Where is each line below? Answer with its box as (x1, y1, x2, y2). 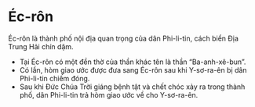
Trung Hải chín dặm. (8, 41, 74, 51)
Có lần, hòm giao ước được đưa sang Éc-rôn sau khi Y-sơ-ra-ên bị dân (19, 65, 247, 74)
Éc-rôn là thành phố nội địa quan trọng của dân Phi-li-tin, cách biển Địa (8, 34, 239, 43)
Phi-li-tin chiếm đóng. (19, 73, 90, 83)
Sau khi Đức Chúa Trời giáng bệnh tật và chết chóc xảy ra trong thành (19, 82, 246, 91)
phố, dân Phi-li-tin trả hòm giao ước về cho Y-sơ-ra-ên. (19, 90, 199, 99)
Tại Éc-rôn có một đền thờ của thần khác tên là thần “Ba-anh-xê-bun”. (19, 57, 246, 66)
